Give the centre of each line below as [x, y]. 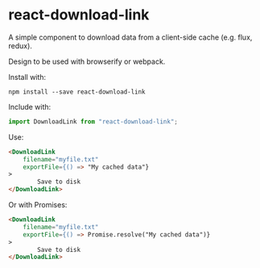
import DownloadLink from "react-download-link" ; [93, 121]
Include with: [30, 107]
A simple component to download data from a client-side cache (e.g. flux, [130, 37]
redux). [20, 45]
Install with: [27, 77]
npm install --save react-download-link [77, 92]
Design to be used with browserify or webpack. [87, 61]
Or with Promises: [38, 205]
